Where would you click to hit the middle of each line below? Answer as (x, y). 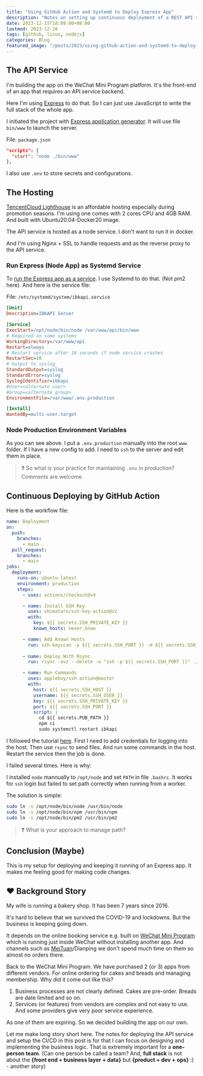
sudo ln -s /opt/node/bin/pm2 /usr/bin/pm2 (62, 818)
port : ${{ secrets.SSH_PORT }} (72, 707)
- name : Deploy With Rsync (56, 656)
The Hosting (30, 192)
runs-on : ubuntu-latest (47, 578)
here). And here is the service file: (48, 285)
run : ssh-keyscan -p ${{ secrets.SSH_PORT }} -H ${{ (96, 645)
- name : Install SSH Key (53, 606)
